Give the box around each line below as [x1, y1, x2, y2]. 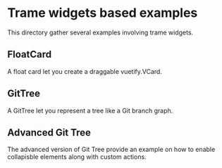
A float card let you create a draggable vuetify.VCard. [7, 67, 162, 75]
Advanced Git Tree [7, 127, 92, 138]
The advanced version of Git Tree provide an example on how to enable [7, 146, 216, 154]
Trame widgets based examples [7, 5, 198, 21]
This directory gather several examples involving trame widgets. [7, 28, 194, 37]
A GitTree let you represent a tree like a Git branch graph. [7, 106, 173, 115]
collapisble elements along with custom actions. [7, 153, 147, 161]
